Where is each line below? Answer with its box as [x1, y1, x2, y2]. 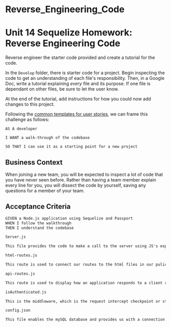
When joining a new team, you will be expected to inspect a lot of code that [5, 171, 163, 177]
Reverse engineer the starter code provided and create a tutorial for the [5, 54, 155, 61]
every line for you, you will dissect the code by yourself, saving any [5, 182, 146, 188]
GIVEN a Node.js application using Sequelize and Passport [5, 216, 133, 221]
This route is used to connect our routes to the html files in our [5, 262, 154, 267]
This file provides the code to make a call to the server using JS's [5, 244, 158, 249]
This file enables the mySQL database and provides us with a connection [5, 317, 165, 322]
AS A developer [5, 126, 38, 132]
